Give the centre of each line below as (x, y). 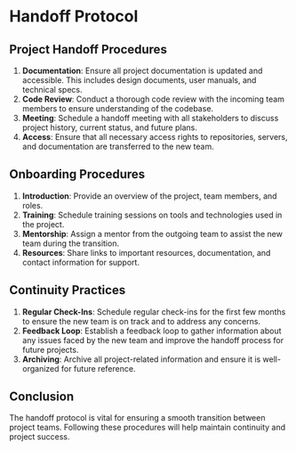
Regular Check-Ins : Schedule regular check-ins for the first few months (154, 312)
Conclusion (42, 397)
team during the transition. (71, 243)
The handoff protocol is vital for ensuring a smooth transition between (137, 418)
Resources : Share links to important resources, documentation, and (146, 252)
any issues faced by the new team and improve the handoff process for (153, 340)
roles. (32, 205)
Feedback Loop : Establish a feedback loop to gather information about (152, 331)
